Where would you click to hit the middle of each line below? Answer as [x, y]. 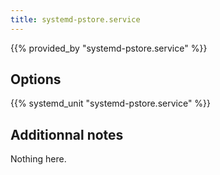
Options [36, 79]
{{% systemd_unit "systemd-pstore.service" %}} [111, 103]
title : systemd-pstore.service [75, 19]
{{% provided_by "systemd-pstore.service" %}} [109, 48]
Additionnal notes [67, 134]
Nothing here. [38, 159]
